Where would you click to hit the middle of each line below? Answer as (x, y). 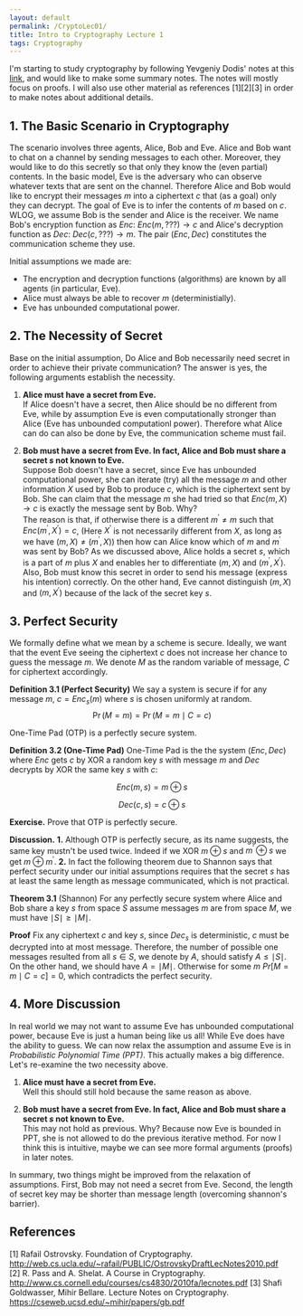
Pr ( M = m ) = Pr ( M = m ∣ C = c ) (152, 715)
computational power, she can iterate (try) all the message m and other (155, 479)
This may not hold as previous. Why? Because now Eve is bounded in (152, 1128)
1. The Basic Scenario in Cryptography (119, 126)
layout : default (40, 18)
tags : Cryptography (46, 43)
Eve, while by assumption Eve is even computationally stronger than (149, 413)
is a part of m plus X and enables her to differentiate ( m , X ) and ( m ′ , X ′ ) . (154, 562)
